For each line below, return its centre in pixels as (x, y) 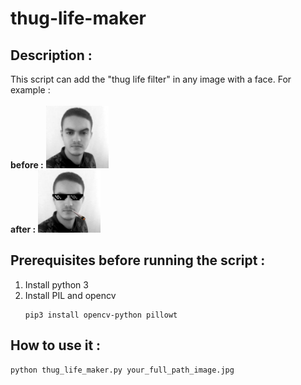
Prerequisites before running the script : (138, 260)
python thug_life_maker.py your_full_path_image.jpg (122, 370)
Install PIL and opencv (70, 295)
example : (30, 90)
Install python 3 (56, 284)
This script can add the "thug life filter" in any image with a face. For (151, 79)
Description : (51, 55)
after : (23, 229)
